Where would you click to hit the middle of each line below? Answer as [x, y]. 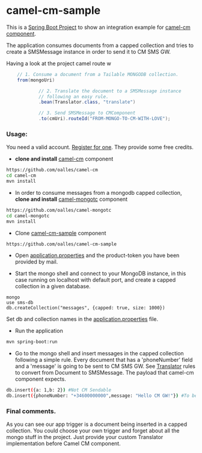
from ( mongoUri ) [36, 80]
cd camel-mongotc [28, 216]
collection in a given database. [53, 287]
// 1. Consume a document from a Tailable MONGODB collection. [98, 74]
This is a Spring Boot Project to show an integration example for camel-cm [98, 27]
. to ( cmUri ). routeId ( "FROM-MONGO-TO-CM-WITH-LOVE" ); [104, 119]
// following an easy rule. [74, 97]
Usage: [17, 134]
